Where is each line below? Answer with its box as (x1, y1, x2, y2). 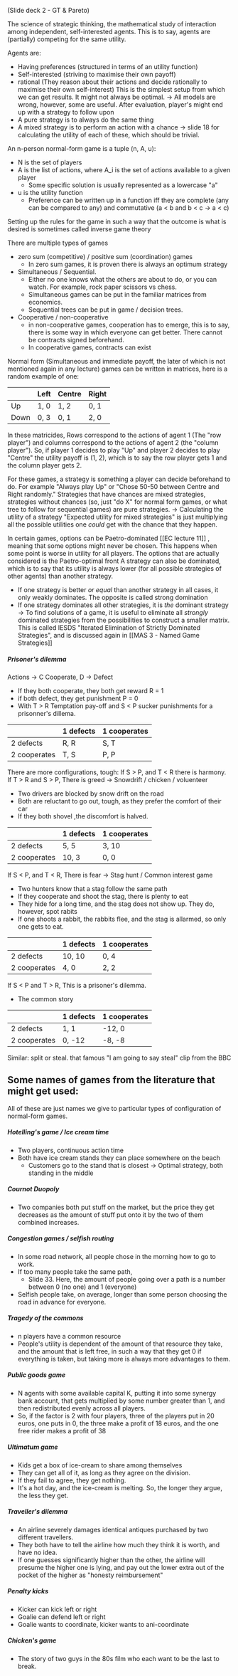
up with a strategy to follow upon (17, 108, 114, 116)
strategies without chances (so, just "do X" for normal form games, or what (7, 497, 227, 506)
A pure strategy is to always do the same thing (17, 115, 154, 124)
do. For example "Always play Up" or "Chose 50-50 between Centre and (7, 483, 220, 490)
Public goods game (7, 1371, 66, 1379)
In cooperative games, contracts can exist (28, 343, 151, 352)
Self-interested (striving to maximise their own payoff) (17, 70, 176, 78)
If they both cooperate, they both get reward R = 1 (17, 686, 164, 695)
